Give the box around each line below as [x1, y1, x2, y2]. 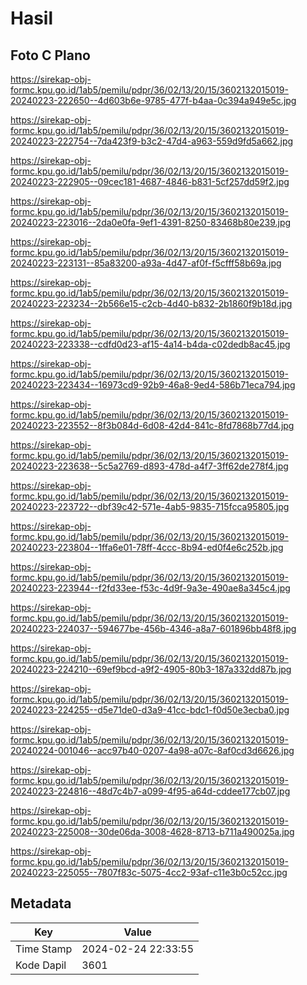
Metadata [10, 895, 72, 912]
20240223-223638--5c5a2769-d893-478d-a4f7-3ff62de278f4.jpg [10, 460, 289, 472]
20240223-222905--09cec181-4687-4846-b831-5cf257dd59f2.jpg [10, 176, 290, 187]
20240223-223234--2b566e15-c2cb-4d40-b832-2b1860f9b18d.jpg [10, 298, 293, 309]
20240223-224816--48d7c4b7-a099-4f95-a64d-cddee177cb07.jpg [10, 785, 291, 797]
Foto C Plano [10, 47, 91, 64]
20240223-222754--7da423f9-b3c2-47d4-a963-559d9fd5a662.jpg [10, 135, 294, 147]
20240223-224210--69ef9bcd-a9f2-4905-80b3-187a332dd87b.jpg [10, 663, 292, 675]
